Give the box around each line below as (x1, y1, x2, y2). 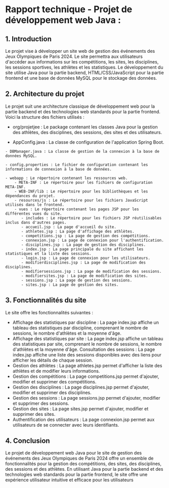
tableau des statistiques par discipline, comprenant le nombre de (12, 324, 148, 331)
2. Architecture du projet (5, 90, 85, 99)
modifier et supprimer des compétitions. (12, 378, 97, 384)
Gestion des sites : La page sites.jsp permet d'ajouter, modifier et (12, 405, 149, 412)
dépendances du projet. (5, 193, 56, 199)
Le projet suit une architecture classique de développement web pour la (5, 103, 155, 109)
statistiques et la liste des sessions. (5, 251, 92, 256)
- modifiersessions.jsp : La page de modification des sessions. (21, 269, 162, 274)
